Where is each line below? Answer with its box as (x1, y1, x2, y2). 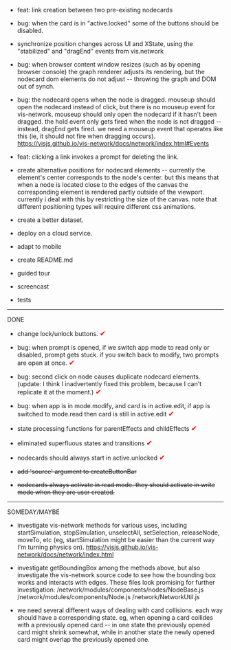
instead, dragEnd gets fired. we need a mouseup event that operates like (16, 125, 223, 133)
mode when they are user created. (16, 488, 115, 496)
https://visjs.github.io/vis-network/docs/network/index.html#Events (16, 139, 210, 147)
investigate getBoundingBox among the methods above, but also (16, 563, 201, 572)
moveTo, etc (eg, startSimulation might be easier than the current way (16, 536, 215, 543)
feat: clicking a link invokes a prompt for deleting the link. (16, 153, 179, 161)
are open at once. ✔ (16, 358, 76, 367)
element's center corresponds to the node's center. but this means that (16, 173, 219, 181)
